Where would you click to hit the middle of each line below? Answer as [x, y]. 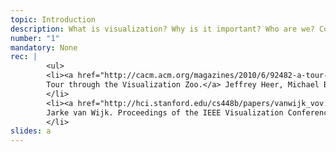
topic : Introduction [53, 19]
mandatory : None [44, 47]
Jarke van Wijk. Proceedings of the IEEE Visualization [165, 112]
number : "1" [35, 38]
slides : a [31, 131]
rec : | [24, 57]
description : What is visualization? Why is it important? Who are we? [162, 29]
